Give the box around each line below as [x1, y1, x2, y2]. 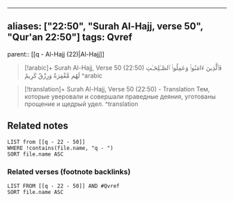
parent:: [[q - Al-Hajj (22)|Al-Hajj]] [7, 50, 104, 58]
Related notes [7, 120, 68, 132]
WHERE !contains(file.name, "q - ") [7, 144, 114, 151]
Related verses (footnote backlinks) [7, 167, 131, 177]
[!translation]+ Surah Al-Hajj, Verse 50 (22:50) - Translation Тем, [24, 84, 210, 93]
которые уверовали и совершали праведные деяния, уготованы [24, 92, 216, 100]
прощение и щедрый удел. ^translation [24, 99, 139, 108]
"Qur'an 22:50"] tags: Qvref [7, 31, 132, 43]
